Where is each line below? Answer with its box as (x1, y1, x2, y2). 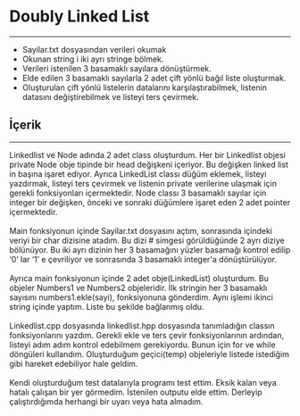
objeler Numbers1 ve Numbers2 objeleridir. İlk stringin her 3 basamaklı (9, 282, 268, 293)
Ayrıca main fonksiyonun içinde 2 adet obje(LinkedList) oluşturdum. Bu (9, 272, 270, 283)
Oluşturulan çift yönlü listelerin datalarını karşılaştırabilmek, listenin (21, 82, 268, 93)
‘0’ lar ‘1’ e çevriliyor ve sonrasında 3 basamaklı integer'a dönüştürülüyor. (9, 254, 278, 264)
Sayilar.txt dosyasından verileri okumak (21, 44, 167, 54)
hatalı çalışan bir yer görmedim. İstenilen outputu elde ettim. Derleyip (9, 387, 262, 397)
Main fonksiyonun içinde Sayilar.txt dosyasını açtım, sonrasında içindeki (9, 225, 273, 236)
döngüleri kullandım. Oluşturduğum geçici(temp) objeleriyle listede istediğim (9, 348, 290, 359)
